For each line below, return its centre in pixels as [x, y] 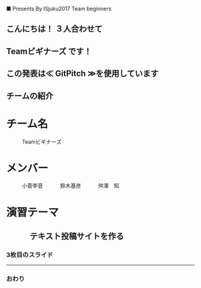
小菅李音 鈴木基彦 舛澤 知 [71, 186]
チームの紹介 [30, 96]
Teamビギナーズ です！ [49, 51]
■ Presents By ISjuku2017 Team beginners [59, 9]
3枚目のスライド [30, 254]
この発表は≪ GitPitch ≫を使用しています [82, 73]
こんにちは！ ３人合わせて [54, 29]
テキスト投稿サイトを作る [77, 236]
